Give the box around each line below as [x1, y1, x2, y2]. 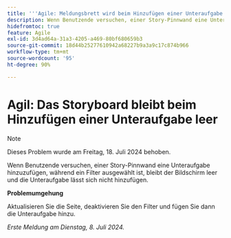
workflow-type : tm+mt [7, 49, 69, 56]
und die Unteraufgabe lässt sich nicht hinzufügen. [7, 175, 149, 184]
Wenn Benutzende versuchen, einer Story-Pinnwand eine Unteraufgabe [7, 161, 211, 169]
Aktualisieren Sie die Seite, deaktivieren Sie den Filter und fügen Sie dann [7, 202, 215, 210]
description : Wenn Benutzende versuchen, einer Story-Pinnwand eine [7, 17, 208, 23]
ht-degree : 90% [7, 61, 51, 68]
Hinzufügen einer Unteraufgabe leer [7, 111, 218, 127]
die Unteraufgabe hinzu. [7, 209, 76, 217]
